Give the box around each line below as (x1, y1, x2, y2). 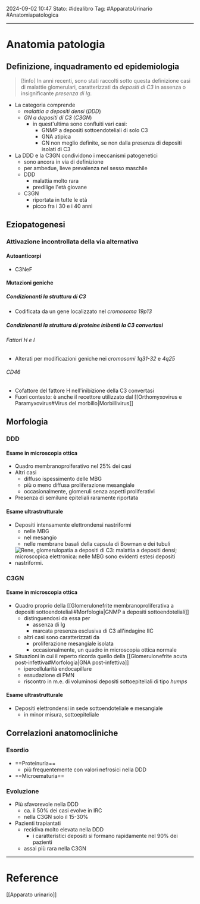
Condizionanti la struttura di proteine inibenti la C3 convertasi (6, 321, 164, 329)
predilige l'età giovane (32, 184, 87, 190)
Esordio (6, 746, 29, 755)
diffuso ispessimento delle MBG (23, 476, 102, 483)
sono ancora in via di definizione (23, 158, 104, 165)
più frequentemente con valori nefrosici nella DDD (23, 766, 147, 773)
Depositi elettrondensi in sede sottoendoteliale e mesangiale (14, 705, 163, 712)
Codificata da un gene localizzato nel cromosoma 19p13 (14, 308, 152, 315)
